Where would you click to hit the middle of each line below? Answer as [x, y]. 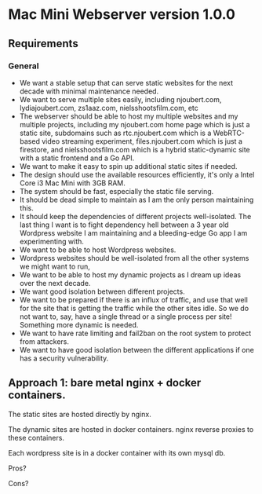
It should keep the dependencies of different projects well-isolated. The [135, 216]
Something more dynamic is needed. [79, 324]
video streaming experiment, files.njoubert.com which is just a [142, 141]
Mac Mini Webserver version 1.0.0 [122, 15]
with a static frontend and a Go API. [77, 158]
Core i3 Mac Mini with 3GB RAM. [72, 183]
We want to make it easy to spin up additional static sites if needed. [128, 166]
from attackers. [44, 341]
